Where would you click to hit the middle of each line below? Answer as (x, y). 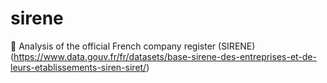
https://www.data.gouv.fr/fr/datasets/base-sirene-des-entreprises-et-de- (165, 56)
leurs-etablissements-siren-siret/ (78, 67)
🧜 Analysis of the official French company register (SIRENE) (133, 46)
